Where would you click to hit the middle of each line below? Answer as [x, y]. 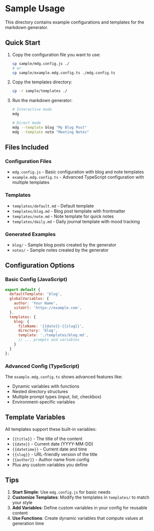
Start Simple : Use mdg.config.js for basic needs [61, 492]
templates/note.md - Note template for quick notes [63, 216]
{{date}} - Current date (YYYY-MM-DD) [53, 444]
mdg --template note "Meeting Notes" [51, 132]
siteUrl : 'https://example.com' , [48, 308]
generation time [28, 523]
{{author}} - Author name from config [51, 459]
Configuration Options [40, 265]
